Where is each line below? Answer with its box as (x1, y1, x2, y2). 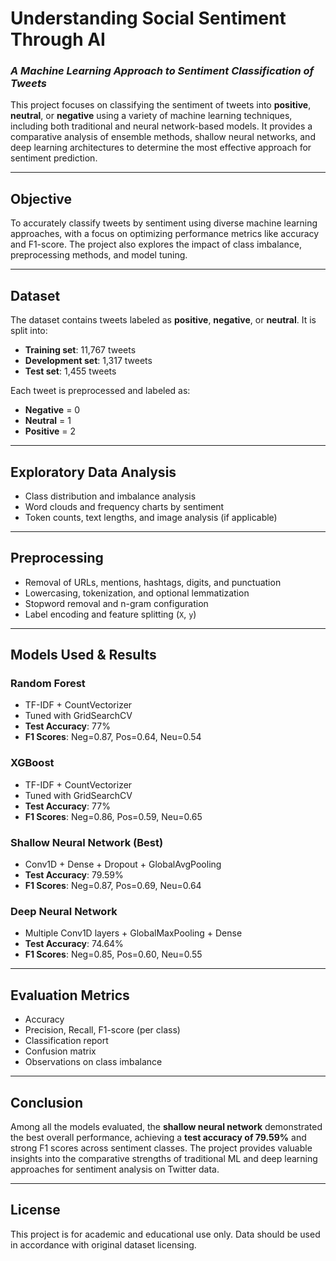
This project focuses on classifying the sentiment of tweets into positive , (10, 99, 312, 111)
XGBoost (10, 756, 55, 770)
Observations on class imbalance (24, 1056, 163, 1068)
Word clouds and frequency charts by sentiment (24, 500, 225, 512)
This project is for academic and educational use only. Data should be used (10, 1228, 321, 1240)
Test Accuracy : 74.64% (24, 938, 124, 950)
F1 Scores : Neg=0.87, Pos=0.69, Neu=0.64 (24, 880, 202, 892)
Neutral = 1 (24, 415, 72, 427)
